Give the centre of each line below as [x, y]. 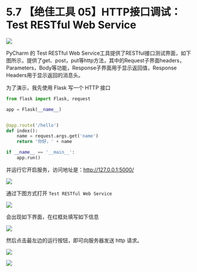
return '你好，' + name [44, 142]
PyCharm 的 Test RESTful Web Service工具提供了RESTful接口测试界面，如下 [99, 53]
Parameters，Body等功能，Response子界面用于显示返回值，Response [91, 68]
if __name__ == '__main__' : [41, 152]
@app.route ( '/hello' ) [33, 125]
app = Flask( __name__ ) [34, 110]
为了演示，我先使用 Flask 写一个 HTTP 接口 [58, 87]
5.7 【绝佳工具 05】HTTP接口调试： [94, 12]
